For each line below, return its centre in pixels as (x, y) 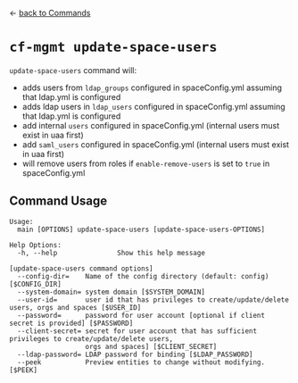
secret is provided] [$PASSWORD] (71, 323)
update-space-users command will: (73, 70)
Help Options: (36, 245)
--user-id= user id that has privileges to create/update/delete (153, 300)
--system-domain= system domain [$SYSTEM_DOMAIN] (111, 292)
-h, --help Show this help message (111, 253)
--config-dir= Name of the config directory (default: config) (143, 276)
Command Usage (58, 201)
